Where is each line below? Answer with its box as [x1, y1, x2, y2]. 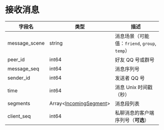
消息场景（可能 [115, 33, 150, 39]
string [49, 39, 63, 46]
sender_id [7, 74, 30, 81]
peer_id [7, 56, 25, 63]
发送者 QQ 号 [115, 74, 145, 81]
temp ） [115, 47, 130, 54]
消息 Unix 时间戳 [115, 84, 153, 91]
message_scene [7, 39, 45, 46]
